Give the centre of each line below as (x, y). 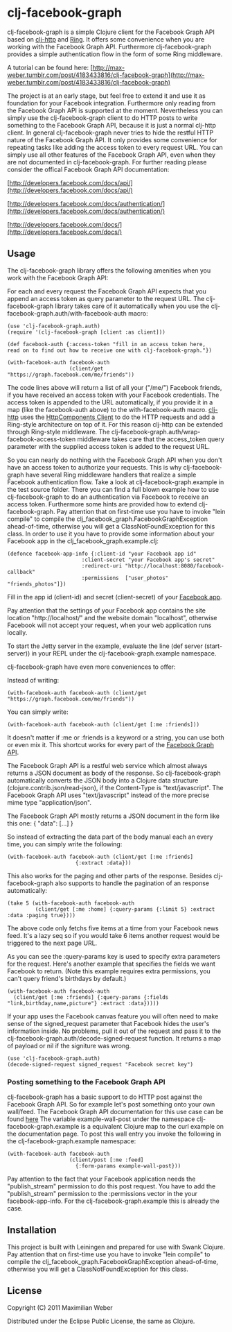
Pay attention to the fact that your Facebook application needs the (101, 1179)
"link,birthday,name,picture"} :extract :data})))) (83, 1003)
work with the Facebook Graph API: (58, 277)
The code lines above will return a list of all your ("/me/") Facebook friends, (115, 387)
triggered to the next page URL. (52, 943)
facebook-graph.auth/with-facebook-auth (67, 313)
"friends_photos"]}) (37, 584)
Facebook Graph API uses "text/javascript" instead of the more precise (108, 795)
